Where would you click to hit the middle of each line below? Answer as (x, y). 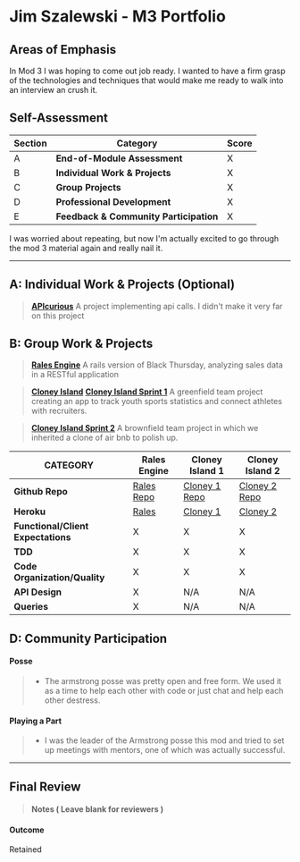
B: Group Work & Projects (81, 344)
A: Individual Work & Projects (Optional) (122, 285)
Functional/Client (51, 527)
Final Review (45, 786)
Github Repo (41, 492)
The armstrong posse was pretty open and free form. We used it (163, 681)
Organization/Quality (59, 578)
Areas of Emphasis (63, 50)
